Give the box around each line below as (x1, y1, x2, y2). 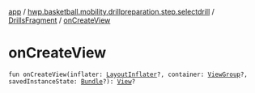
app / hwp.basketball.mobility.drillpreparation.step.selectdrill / (8, 7, 215, 16)
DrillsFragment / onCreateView (8, 15, 111, 25)
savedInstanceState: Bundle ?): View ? (8, 77, 136, 86)
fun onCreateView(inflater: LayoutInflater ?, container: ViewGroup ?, (8, 70, 249, 78)
